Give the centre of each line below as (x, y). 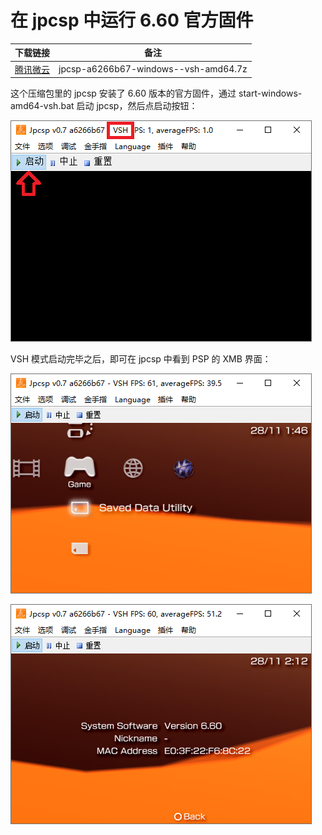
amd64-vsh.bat (42, 106)
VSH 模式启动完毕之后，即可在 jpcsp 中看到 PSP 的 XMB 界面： (141, 359)
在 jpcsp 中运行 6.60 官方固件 (132, 20)
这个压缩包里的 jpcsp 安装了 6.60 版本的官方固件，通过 (123, 93)
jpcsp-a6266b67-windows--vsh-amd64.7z (153, 69)
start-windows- (270, 93)
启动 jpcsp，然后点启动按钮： (137, 106)
